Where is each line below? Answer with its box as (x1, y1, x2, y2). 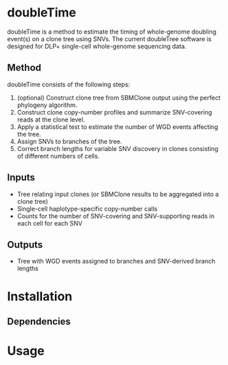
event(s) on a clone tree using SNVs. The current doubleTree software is (7, 34, 212, 43)
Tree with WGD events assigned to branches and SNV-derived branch (16, 257, 216, 266)
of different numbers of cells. (16, 152, 100, 160)
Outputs (7, 239, 43, 250)
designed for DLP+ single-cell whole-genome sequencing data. (7, 42, 187, 50)
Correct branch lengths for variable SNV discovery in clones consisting (16, 144, 218, 152)
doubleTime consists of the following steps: (7, 80, 130, 89)
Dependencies (7, 316, 71, 327)
